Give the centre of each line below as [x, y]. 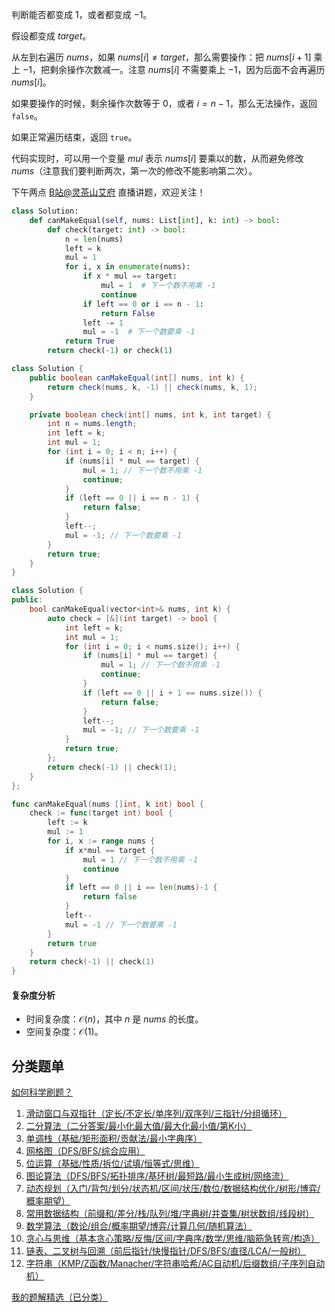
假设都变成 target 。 [51, 36]
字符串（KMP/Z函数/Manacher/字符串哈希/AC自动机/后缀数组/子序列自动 [175, 1264]
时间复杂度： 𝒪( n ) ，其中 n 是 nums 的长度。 [114, 1019]
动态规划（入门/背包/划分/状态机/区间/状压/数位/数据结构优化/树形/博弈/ [173, 1189]
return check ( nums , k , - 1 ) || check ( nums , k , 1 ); [152, 387]
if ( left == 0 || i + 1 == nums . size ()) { [172, 693]
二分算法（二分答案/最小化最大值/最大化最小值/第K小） [139, 1126]
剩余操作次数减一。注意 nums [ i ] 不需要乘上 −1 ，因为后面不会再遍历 [187, 69]
